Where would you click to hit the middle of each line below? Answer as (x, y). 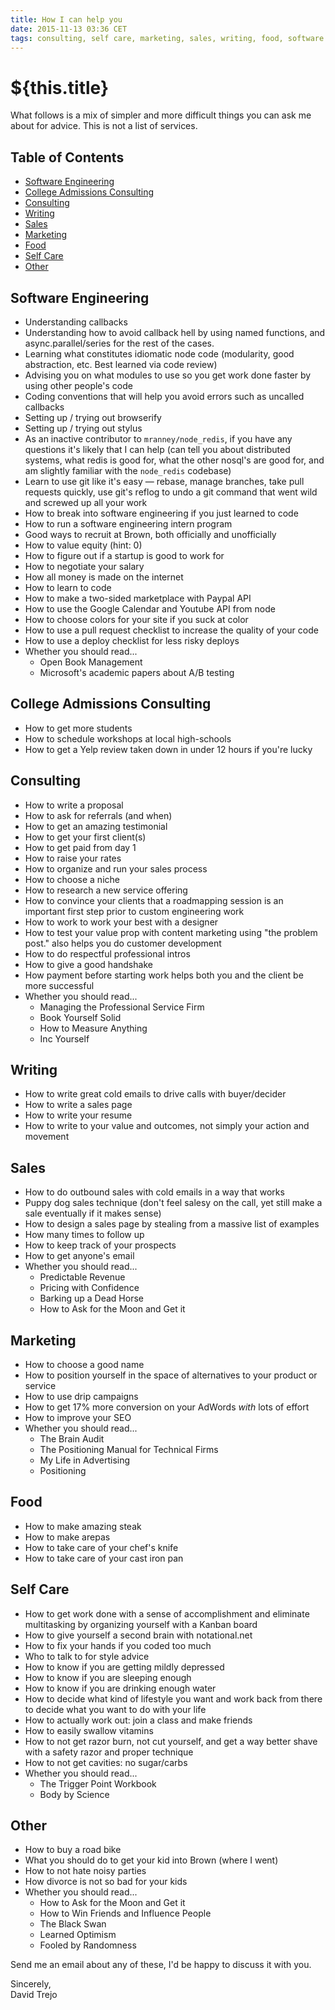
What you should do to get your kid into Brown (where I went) (151, 1860)
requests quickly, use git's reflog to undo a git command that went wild (171, 492)
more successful (59, 985)
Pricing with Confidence (89, 1288)
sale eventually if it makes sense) (93, 1213)
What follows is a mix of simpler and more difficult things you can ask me (161, 115)
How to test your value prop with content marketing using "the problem (171, 932)
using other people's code (78, 385)
